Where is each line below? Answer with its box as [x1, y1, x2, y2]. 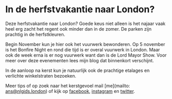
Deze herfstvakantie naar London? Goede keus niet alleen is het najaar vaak [5, 20, 166, 27]
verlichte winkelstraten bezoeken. [5, 72, 77, 79]
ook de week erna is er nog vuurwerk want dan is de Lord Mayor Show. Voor [5, 52, 167, 58]
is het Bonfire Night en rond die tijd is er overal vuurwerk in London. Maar [5, 46, 160, 53]
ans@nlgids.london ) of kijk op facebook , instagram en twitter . [5, 88, 135, 94]
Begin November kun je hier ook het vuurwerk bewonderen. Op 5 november [5, 41, 165, 47]
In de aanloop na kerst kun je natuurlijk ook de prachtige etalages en [5, 67, 150, 73]
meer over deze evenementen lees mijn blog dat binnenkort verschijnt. [5, 57, 154, 63]
